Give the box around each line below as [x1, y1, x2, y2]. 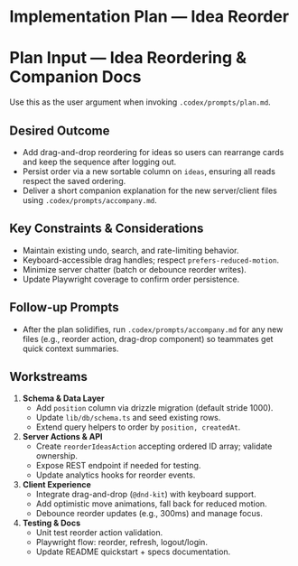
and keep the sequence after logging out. [22, 156, 177, 167]
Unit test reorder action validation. [35, 527, 163, 538]
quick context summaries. [22, 343, 119, 354]
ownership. [35, 450, 79, 461]
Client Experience [22, 479, 92, 490]
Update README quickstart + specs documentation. [35, 546, 231, 557]
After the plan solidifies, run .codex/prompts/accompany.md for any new [22, 323, 284, 335]
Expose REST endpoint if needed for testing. [35, 460, 201, 471]
